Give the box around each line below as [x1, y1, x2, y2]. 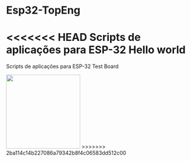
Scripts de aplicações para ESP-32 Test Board [6, 63, 119, 70]
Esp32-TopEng [6, 4, 81, 17]
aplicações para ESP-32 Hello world [6, 43, 186, 57]
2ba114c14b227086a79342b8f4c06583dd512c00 [6, 149, 127, 157]
